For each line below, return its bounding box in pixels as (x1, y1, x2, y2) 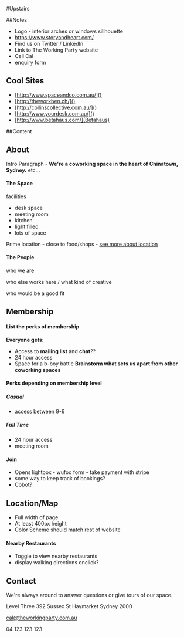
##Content (6, 127, 32, 134)
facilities (6, 193, 26, 200)
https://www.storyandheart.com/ (14, 34, 94, 40)
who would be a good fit (6, 290, 65, 297)
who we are (6, 267, 35, 275)
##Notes (6, 16, 28, 23)
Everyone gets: (6, 336, 44, 343)
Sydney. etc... (6, 167, 40, 174)
